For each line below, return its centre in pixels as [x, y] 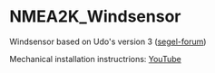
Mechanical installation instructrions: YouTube [95, 59]
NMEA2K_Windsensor [95, 17]
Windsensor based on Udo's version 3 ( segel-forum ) [108, 41]
